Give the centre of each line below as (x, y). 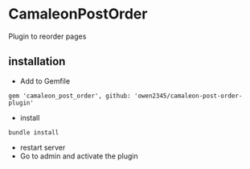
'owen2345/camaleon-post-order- (188, 96)
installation (37, 62)
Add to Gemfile (45, 80)
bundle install (34, 132)
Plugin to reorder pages (47, 36)
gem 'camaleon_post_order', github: (70, 96)
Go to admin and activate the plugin (79, 156)
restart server (43, 147)
